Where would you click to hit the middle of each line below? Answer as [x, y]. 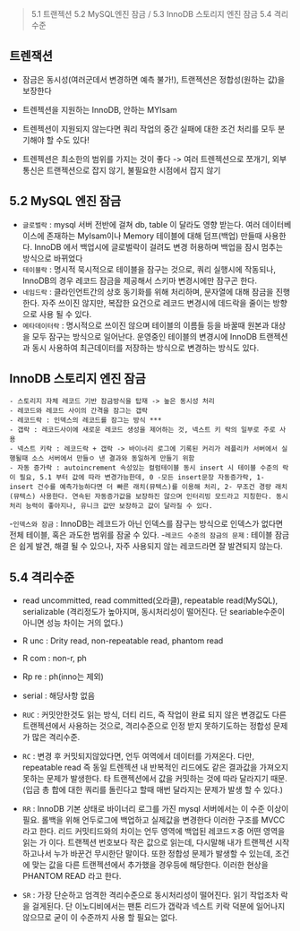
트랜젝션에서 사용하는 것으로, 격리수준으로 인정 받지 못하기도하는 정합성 [146, 726]
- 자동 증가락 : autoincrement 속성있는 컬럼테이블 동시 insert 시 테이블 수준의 [144, 468]
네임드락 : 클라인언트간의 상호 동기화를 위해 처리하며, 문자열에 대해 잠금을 [148, 291]
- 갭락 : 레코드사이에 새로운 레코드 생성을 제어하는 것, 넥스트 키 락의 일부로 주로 [142, 430]
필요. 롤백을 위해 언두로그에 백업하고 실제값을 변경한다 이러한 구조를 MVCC [153, 820]
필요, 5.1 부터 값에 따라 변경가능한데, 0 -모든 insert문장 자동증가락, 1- [142, 478]
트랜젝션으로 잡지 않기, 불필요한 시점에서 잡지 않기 [133, 170]
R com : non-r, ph [54, 659]
